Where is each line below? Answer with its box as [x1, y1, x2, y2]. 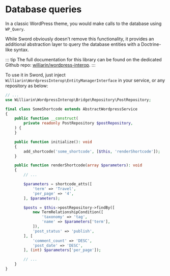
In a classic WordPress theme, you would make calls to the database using [5, 20, 162, 27]
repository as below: [5, 83, 48, 89]
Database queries [5, 4, 82, 15]
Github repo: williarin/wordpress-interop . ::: [5, 62, 96, 68]
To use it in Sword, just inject [5, 71, 66, 78]
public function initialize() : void [14, 139, 93, 144]
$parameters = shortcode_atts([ [23, 182, 93, 187]
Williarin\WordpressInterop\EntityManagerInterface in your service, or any [5, 77, 165, 83]
